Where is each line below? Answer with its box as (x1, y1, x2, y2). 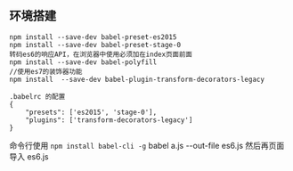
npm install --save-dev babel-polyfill (9, 57, 158, 67)
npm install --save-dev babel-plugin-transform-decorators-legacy (9, 75, 265, 84)
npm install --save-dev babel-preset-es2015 (9, 32, 177, 42)
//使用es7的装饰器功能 (9, 67, 83, 76)
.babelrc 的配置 (9, 92, 66, 101)
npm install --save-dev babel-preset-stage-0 (9, 40, 181, 49)
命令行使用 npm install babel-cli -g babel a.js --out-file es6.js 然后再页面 (9, 140, 285, 151)
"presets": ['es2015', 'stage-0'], (25, 108, 158, 117)
